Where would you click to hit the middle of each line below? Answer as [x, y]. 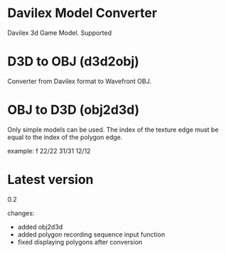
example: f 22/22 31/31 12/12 [49, 151]
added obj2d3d [40, 227]
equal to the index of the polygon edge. [65, 137]
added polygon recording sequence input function [91, 234]
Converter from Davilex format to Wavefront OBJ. [79, 81]
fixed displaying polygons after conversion [80, 242]
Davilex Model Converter [82, 13]
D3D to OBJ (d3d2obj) [74, 61]
